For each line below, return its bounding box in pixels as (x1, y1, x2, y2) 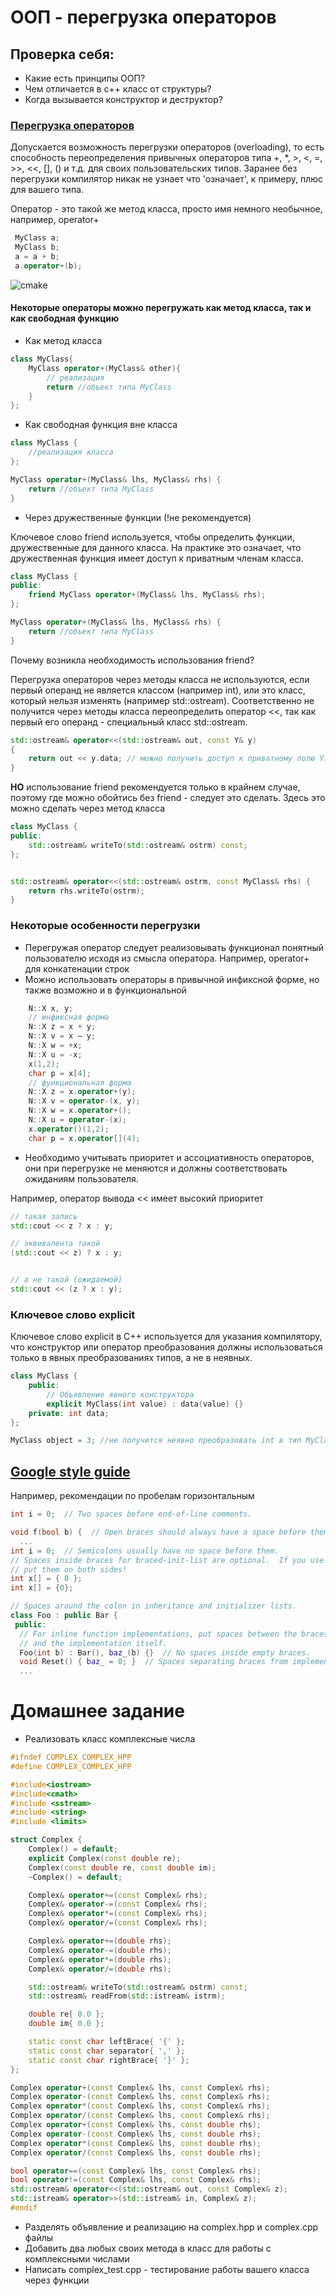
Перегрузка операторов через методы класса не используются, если (10, 673, 310, 685)
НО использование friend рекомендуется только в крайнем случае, (10, 781, 301, 793)
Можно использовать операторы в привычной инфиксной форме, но (24, 973, 320, 985)
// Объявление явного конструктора (46, 1389, 195, 1400)
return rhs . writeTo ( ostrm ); (28, 886, 145, 896)
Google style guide (10, 1463, 131, 1480)
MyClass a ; (14, 233, 60, 243)
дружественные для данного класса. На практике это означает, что (10, 541, 302, 553)
